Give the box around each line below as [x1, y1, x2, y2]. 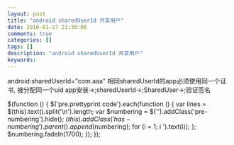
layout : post [7, 10, 46, 18]
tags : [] [7, 43, 33, 50]
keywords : [7, 57, 37, 64]
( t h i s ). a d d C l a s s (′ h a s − [65, 115, 131, 123]
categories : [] [7, 37, 52, 44]
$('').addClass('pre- [149, 107, 208, 115]
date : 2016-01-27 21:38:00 [7, 23, 87, 30]
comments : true [7, 30, 52, 37]
